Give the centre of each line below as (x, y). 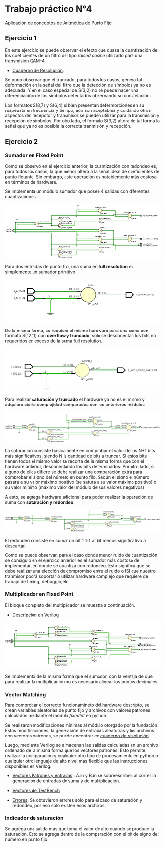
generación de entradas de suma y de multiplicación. (66, 781)
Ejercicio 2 (22, 142)
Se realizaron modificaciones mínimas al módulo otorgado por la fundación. (82, 725)
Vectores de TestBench (36, 791)
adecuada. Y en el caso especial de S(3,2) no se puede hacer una (72, 90)
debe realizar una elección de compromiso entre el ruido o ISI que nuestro (81, 571)
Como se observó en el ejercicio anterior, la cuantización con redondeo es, (81, 166)
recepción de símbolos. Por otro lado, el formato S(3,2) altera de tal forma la (82, 121)
